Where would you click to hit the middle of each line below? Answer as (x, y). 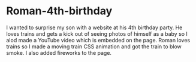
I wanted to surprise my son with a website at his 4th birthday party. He (94, 27)
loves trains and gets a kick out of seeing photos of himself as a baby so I (97, 33)
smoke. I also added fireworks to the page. (59, 52)
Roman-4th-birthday (59, 11)
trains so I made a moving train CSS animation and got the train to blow (94, 46)
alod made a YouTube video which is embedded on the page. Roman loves (98, 40)
